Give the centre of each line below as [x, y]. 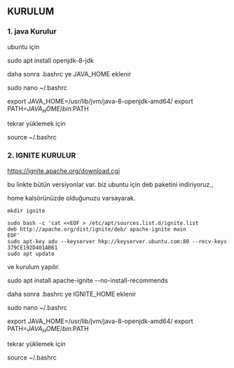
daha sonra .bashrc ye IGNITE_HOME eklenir [72, 294]
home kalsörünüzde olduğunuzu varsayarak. [71, 198]
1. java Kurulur [32, 32]
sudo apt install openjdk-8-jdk [51, 60]
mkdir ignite [26, 211]
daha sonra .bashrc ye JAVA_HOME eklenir [69, 74]
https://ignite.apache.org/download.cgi [64, 170]
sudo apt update [31, 254]
